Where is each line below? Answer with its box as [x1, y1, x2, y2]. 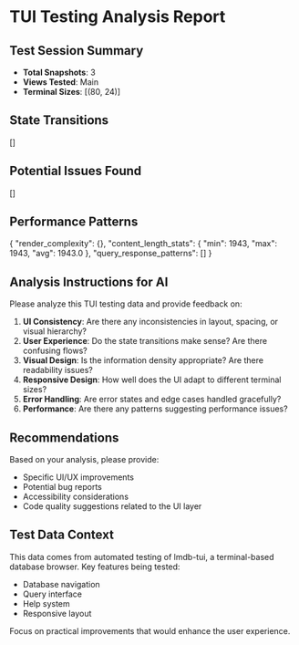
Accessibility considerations [22, 491, 129, 503]
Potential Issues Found [9, 163, 142, 179]
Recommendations [9, 430, 119, 445]
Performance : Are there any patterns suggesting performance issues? [22, 403, 289, 414]
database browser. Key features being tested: [9, 561, 180, 572]
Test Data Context [9, 527, 114, 543]
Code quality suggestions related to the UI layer [22, 501, 202, 512]
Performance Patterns [9, 214, 139, 230]
